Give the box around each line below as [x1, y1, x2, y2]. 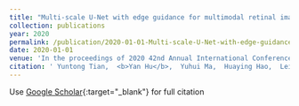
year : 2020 [9, 29, 50, 38]
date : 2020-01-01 [9, 46, 74, 55]
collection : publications [9, 21, 105, 30]
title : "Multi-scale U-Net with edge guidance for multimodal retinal [9, 12, 277, 22]
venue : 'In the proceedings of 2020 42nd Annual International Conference [9, 54, 293, 63]
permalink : [9, 37, 50, 47]
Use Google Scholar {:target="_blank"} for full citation [9, 86, 205, 97]
